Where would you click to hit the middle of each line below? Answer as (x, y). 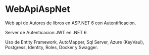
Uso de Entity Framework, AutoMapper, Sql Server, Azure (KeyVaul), (75, 42)
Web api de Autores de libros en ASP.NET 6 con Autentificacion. (71, 23)
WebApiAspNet (38, 9)
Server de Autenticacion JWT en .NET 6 (46, 32)
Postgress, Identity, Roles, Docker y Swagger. (51, 47)
